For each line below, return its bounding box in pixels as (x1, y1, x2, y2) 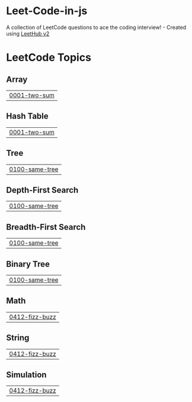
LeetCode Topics (6, 51, 92, 65)
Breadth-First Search (6, 222, 86, 232)
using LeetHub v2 (6, 30, 50, 37)
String (6, 333, 30, 343)
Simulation (6, 370, 47, 380)
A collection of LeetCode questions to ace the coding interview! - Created (6, 24, 187, 31)
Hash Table (6, 111, 49, 121)
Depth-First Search (6, 185, 79, 195)
